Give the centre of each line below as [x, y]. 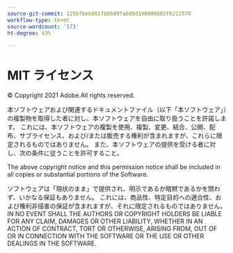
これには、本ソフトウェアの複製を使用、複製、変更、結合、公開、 [115, 127]
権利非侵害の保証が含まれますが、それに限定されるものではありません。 [123, 206]
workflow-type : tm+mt [39, 20]
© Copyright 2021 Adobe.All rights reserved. [71, 95]
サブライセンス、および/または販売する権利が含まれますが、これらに [118, 136]
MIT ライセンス [50, 75]
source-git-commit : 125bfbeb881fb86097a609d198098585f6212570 [99, 14]
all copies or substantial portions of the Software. [78, 174]
